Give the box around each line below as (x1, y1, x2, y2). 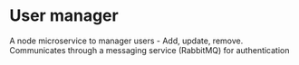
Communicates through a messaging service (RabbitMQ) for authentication (9, 44, 290, 55)
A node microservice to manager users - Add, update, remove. (9, 35, 244, 46)
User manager (9, 5, 120, 26)
